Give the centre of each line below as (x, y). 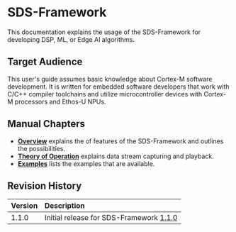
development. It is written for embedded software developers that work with (118, 87)
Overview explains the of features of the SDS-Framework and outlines (120, 141)
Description (65, 206)
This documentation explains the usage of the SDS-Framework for (104, 32)
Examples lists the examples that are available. (86, 163)
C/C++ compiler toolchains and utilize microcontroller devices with (105, 94)
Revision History (45, 186)
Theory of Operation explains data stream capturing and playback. (116, 156)
